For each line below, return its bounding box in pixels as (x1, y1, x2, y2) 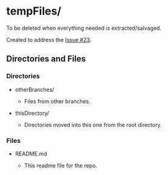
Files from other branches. (24, 97, 91, 105)
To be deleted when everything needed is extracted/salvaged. (6, 24, 162, 32)
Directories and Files (6, 53, 86, 64)
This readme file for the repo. (24, 162, 98, 169)
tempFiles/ (6, 4, 62, 18)
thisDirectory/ (15, 109, 50, 117)
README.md (15, 150, 47, 157)
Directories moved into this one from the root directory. (24, 121, 162, 128)
